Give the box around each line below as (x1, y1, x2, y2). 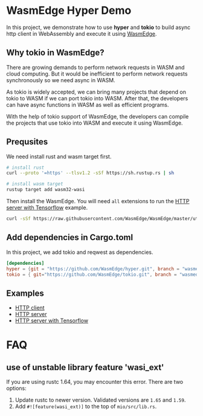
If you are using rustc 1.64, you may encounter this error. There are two (6, 379, 183, 386)
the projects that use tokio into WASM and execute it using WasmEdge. (6, 119, 183, 126)
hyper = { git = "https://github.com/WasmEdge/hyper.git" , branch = (6, 265, 180, 272)
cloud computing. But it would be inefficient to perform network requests (6, 70, 188, 77)
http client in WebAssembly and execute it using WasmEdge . (6, 30, 157, 37)
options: (6, 385, 27, 392)
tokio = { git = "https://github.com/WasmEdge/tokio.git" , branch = (6, 271, 177, 278)
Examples (6, 288, 44, 298)
